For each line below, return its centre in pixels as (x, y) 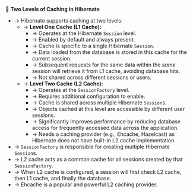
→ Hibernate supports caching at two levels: (68, 20)
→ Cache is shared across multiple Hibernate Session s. (99, 103)
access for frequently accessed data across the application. (105, 128)
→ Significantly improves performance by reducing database (106, 121)
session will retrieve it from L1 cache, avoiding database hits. (106, 71)
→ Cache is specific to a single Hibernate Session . (93, 46)
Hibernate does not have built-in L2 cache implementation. (104, 140)
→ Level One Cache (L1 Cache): (62, 27)
